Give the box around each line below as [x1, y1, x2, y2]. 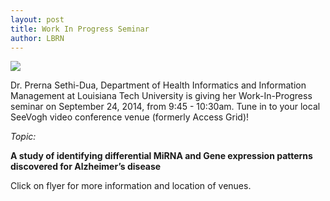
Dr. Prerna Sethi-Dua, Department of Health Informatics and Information [10, 79, 307, 91]
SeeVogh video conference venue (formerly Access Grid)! [10, 111, 250, 123]
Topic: [10, 131, 37, 143]
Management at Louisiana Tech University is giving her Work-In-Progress [10, 90, 313, 102]
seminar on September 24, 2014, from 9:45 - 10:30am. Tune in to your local [10, 101, 321, 113]
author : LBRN [10, 33, 65, 43]
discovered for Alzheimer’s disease [10, 161, 162, 173]
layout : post [10, 14, 65, 25]
